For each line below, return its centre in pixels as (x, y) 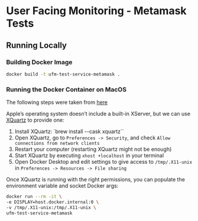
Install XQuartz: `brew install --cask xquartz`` (69, 132)
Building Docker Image (39, 62)
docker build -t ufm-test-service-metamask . (63, 74)
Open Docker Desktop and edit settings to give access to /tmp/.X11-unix (103, 162)
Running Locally (36, 45)
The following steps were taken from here (57, 102)
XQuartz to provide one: (35, 120)
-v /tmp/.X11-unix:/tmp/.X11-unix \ (51, 207)
